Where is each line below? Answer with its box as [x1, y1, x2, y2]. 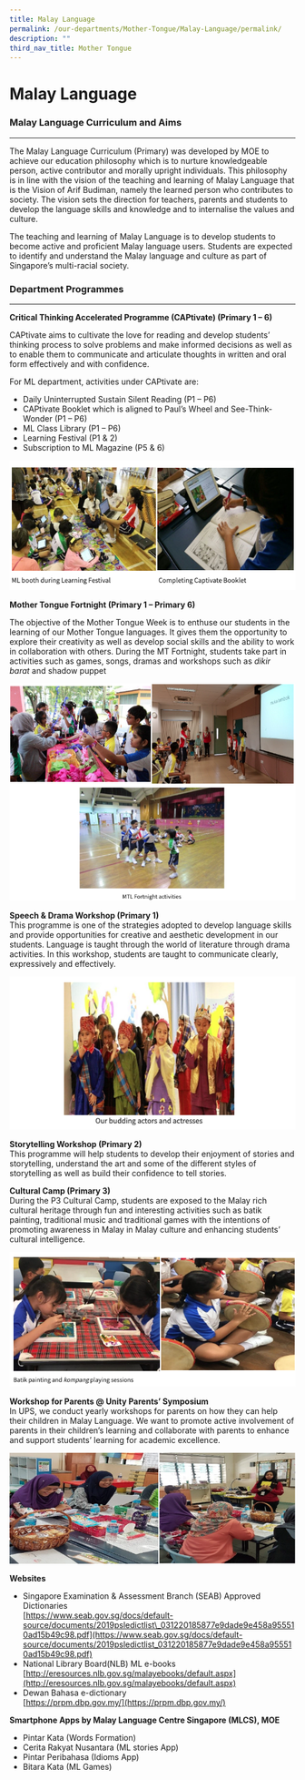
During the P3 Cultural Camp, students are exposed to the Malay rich [9, 1195, 268, 1206]
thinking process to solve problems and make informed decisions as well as [9, 340, 292, 351]
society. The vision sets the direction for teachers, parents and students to [9, 194, 288, 205]
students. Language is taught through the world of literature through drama [9, 939, 290, 951]
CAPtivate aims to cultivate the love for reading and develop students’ [9, 330, 271, 341]
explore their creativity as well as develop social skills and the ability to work [9, 636, 295, 646]
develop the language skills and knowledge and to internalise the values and [9, 203, 295, 214]
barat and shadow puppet [9, 665, 107, 676]
